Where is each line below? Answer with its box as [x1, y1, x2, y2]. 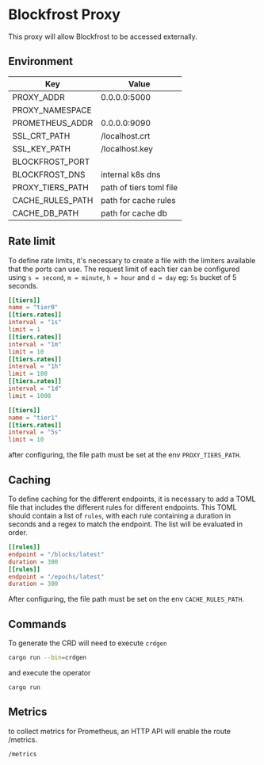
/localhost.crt [100, 130, 151, 141]
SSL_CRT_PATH [12, 130, 71, 141]
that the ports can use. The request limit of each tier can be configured [8, 264, 240, 273]
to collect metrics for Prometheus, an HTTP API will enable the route [8, 726, 231, 736]
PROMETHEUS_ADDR [12, 117, 94, 128]
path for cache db [100, 208, 168, 219]
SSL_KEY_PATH [12, 143, 71, 154]
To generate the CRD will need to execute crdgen [8, 638, 167, 648]
